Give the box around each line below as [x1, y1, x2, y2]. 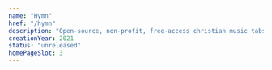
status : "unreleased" [8, 42, 82, 50]
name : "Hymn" [8, 11, 53, 20]
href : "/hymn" [8, 19, 57, 27]
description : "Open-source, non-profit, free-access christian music [8, 27, 249, 35]
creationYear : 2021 [8, 34, 74, 43]
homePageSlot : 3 [8, 49, 63, 57]
